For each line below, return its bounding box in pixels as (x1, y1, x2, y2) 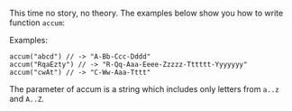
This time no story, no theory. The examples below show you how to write (9, 8, 284, 18)
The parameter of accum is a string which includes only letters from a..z (9, 84, 279, 94)
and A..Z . (9, 94, 45, 104)
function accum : (9, 17, 66, 28)
